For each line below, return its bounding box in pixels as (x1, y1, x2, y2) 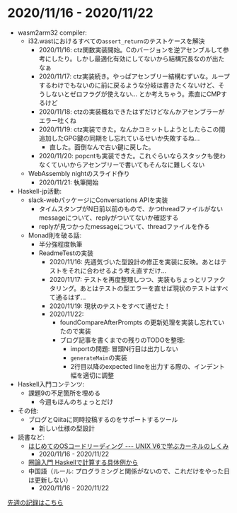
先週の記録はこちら (7, 498, 64, 507)
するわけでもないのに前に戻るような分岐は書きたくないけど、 (38, 81, 219, 89)
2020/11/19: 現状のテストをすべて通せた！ (49, 302, 171, 310)
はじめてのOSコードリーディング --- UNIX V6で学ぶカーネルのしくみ (28, 442, 229, 450)
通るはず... (55, 293, 86, 301)
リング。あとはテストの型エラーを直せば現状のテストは (55, 284, 217, 293)
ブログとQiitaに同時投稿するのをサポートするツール (28, 415, 178, 423)
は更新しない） (28, 476, 72, 484)
